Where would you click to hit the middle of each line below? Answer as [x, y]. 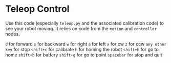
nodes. [13, 34]
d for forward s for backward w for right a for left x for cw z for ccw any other [86, 44]
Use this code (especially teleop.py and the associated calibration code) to [84, 23]
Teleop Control [37, 9]
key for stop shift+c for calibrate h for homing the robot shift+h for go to [82, 49]
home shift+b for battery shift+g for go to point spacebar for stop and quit [84, 55]
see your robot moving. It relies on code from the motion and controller [81, 28]
